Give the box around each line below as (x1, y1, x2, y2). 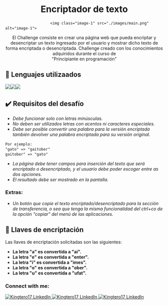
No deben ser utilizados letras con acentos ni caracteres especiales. (12, 120, 155, 126)
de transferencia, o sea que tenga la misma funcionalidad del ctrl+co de (12, 206, 163, 212)
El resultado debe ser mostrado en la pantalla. (12, 177, 109, 183)
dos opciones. (12, 171, 42, 177)
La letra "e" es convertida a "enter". (12, 254, 89, 260)
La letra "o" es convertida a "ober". (12, 264, 88, 270)
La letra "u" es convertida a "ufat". (12, 270, 87, 276)
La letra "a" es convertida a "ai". (12, 248, 82, 254)
